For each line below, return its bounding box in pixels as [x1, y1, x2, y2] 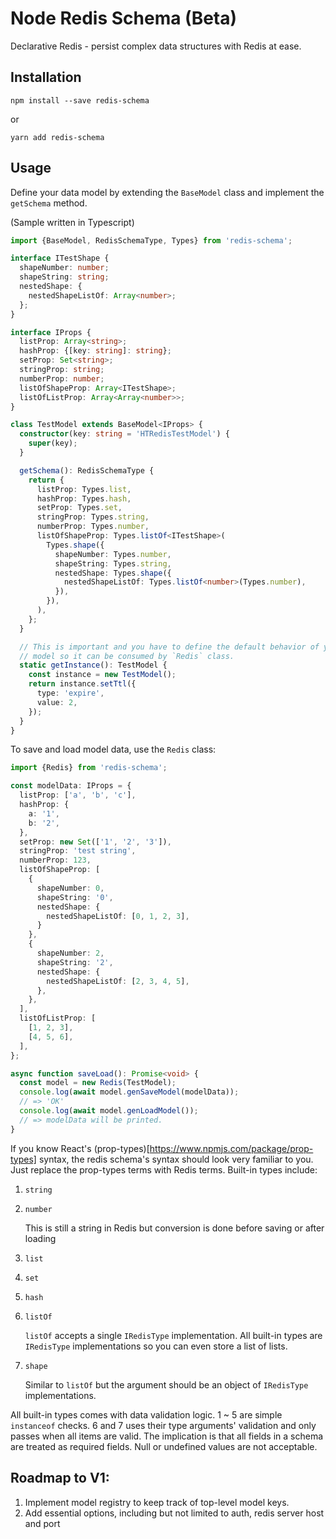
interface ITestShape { [10, 253, 110, 264]
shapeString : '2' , [36, 957, 114, 967]
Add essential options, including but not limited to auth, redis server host [24, 1507, 325, 1519]
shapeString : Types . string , [54, 558, 172, 569]
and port [24, 1517, 61, 1529]
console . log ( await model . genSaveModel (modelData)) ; [19, 1087, 240, 1097]
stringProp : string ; [19, 365, 105, 375]
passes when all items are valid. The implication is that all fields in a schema [10, 1430, 324, 1442]
